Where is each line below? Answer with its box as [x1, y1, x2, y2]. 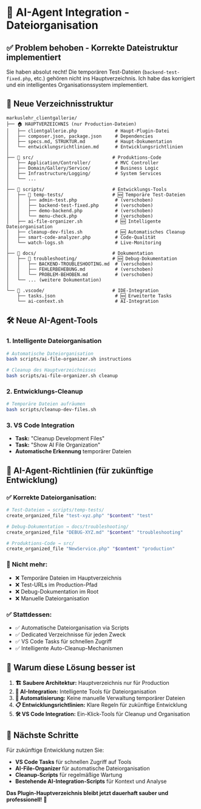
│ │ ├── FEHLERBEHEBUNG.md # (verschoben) [6, 266, 154, 273]
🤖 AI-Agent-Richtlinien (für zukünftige [6, 465, 154, 476]
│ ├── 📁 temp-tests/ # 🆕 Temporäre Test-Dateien [6, 192, 186, 198]
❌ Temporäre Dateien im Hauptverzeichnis [15, 574, 122, 582]
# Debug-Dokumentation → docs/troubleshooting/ [6, 523, 129, 530]
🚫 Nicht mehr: [6, 560, 48, 569]
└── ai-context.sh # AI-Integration [17, 298, 159, 304]
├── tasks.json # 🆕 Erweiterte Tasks [17, 293, 172, 299]
